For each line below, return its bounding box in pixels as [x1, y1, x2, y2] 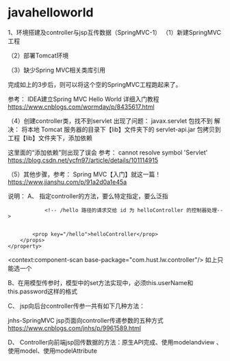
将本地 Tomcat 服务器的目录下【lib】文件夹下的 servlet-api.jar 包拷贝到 [21, 125, 221, 133]
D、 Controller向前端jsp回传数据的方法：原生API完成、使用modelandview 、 [8, 338, 222, 346]
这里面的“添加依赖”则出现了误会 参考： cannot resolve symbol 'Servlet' [8, 148, 208, 157]
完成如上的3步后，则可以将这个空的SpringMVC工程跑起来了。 [8, 80, 182, 88]
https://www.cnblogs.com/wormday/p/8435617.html [8, 103, 155, 111]
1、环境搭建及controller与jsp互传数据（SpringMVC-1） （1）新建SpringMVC [8, 28, 222, 36]
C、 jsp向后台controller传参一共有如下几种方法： [8, 302, 146, 310]
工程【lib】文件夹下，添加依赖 [8, 133, 93, 142]
